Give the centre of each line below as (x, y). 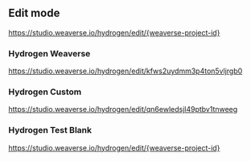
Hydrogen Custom (45, 92)
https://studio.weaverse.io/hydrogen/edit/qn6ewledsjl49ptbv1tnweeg (123, 109)
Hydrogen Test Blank (50, 130)
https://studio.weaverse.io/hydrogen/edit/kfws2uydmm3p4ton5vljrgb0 (125, 71)
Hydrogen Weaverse (49, 53)
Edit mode (34, 13)
